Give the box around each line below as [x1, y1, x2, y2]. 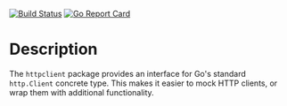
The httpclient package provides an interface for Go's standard [9, 68, 247, 79]
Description [9, 40, 98, 59]
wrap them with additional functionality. [9, 87, 154, 97]
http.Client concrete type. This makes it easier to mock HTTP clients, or [9, 78, 278, 88]
